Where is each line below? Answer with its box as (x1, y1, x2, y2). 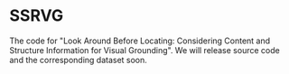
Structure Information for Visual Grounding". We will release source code (9, 44, 280, 55)
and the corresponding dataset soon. (9, 54, 147, 65)
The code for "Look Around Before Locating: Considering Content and (9, 35, 271, 46)
